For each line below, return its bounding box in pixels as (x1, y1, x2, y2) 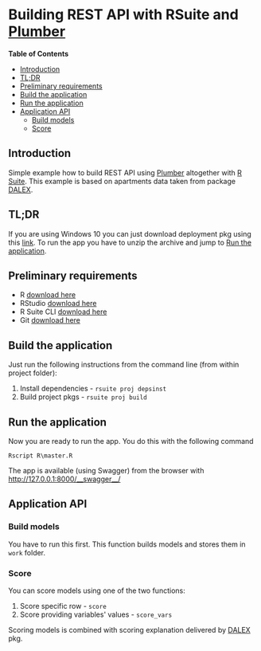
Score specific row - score (19, 601, 107, 610)
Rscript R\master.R (8, 452, 73, 460)
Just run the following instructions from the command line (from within (8, 360, 240, 370)
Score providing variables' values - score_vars (19, 610, 173, 619)
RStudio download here (19, 299, 97, 308)
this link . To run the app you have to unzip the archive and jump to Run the (8, 237, 252, 247)
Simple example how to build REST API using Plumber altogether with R (8, 167, 243, 177)
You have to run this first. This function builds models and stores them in (8, 539, 246, 549)
